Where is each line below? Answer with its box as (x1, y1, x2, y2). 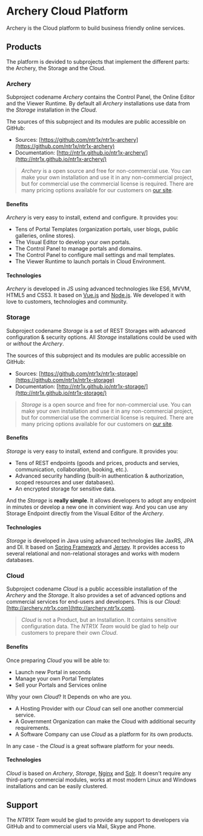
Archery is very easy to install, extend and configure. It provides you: (6, 214, 179, 221)
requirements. (15, 724, 50, 731)
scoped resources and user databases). (15, 478, 115, 486)
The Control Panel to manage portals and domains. (15, 245, 142, 252)
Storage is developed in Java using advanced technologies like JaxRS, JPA (6, 537, 194, 544)
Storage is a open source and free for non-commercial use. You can (21, 401, 191, 408)
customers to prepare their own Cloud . (21, 629, 118, 637)
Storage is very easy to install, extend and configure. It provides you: (6, 447, 179, 455)
